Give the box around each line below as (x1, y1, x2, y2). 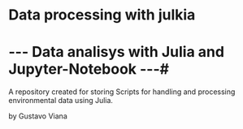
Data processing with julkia (8, 6, 196, 24)
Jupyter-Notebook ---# (8, 60, 169, 79)
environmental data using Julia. (8, 96, 114, 105)
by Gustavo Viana (8, 111, 67, 121)
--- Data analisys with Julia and (8, 43, 225, 62)
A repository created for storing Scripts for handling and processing (8, 87, 236, 97)
